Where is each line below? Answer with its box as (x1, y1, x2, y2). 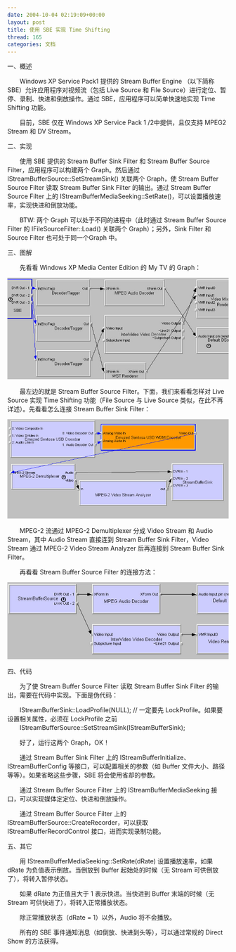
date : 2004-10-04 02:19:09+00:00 (7, 11, 105, 18)
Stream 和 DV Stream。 (7, 127, 75, 136)
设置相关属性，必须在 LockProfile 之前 (7, 714, 118, 723)
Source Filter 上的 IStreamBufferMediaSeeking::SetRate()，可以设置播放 (7, 192, 216, 200)
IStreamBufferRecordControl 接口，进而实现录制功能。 (7, 827, 165, 835)
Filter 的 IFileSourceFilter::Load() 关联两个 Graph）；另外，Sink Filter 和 (7, 225, 211, 233)
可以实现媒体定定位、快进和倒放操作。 (19, 795, 131, 803)
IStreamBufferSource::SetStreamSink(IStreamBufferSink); (19, 723, 185, 731)
